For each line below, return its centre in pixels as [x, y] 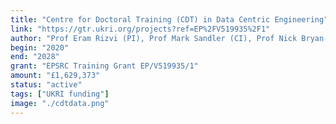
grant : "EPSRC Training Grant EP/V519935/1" [104, 66]
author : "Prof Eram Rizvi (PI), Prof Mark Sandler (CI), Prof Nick [154, 38]
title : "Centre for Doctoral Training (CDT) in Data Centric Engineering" [169, 19]
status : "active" [46, 85]
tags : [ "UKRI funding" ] [60, 94]
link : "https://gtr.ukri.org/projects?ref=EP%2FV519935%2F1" [140, 29]
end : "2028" [35, 57]
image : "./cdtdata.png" [60, 103]
